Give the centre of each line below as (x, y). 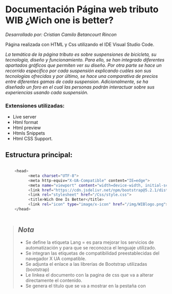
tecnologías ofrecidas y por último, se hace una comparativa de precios (82, 76)
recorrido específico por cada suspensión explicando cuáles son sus (78, 71)
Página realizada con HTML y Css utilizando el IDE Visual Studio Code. (80, 44)
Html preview (27, 128)
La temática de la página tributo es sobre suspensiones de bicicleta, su (81, 54)
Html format (25, 122)
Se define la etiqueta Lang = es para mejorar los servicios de (90, 242)
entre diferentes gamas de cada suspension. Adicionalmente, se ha (77, 81)
